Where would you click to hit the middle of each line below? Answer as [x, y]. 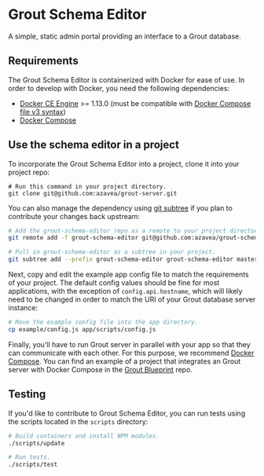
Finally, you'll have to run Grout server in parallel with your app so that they [130, 344]
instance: [23, 308]
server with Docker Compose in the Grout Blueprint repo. [100, 369]
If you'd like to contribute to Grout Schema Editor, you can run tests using [127, 413]
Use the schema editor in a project [93, 145]
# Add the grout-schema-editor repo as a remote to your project [117, 231]
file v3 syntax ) [43, 112]
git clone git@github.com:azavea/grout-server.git [93, 193]
